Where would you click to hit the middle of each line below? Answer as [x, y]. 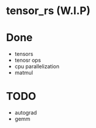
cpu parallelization [37, 66]
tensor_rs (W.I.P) [48, 11]
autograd [26, 113]
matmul [24, 73]
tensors [24, 54]
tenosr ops [28, 60]
